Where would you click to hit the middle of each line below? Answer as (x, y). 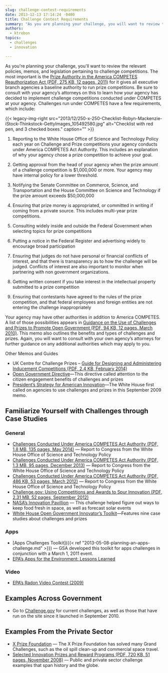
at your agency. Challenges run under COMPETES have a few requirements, (83, 103)
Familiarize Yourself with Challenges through (77, 411)
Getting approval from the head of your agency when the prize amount (85, 164)
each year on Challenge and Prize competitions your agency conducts (85, 144)
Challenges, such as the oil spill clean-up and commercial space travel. (85, 649)
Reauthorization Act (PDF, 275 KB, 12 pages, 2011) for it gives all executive (82, 82)
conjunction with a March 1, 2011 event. (53, 553)
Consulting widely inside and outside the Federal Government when (82, 226)
